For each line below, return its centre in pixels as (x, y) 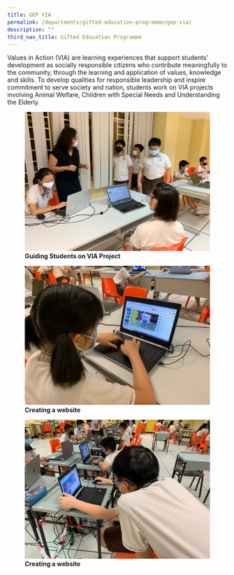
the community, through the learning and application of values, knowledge (114, 73)
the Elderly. (23, 102)
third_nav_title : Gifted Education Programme (74, 37)
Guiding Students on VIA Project (73, 256)
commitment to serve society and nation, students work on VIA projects (110, 87)
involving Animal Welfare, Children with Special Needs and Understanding (114, 95)
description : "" (31, 29)
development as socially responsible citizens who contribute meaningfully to (117, 65)
